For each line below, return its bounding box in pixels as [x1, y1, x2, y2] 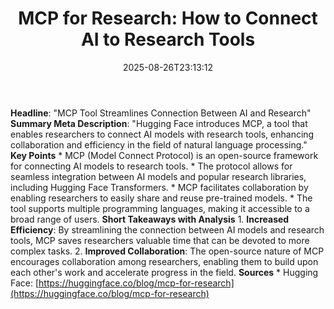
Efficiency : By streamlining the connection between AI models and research [10, 223, 325, 236]
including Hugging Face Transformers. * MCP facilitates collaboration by [10, 181, 309, 193]
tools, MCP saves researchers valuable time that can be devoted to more [10, 234, 310, 246]
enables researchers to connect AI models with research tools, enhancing [10, 128, 315, 140]
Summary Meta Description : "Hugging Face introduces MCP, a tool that [10, 117, 308, 129]
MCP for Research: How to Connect [18, 7, 318, 30]
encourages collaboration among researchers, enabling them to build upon [10, 255, 319, 267]
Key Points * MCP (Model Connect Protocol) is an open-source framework [10, 149, 319, 161]
